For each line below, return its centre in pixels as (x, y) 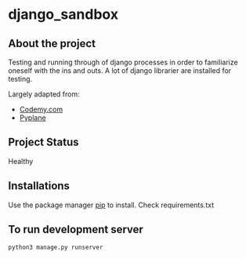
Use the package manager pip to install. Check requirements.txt (111, 205)
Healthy (21, 161)
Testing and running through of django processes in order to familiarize (123, 62)
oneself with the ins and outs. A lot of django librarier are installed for (120, 71)
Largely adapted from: (44, 94)
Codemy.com (41, 109)
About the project (52, 44)
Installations (39, 186)
